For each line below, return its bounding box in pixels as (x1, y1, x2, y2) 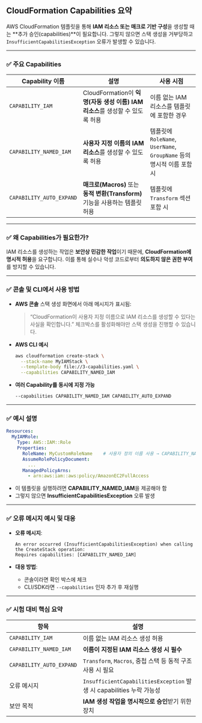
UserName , (150, 143, 177, 151)
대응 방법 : (14, 563, 38, 570)
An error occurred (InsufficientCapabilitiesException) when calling (14, 541, 194, 547)
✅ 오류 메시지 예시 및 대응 (6, 514, 76, 523)
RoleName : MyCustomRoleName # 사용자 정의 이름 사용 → (22, 451, 159, 457)
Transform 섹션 (150, 194, 191, 203)
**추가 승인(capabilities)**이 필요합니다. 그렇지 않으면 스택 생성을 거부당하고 (12, 30, 194, 37)
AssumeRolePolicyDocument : (22, 456, 90, 462)
